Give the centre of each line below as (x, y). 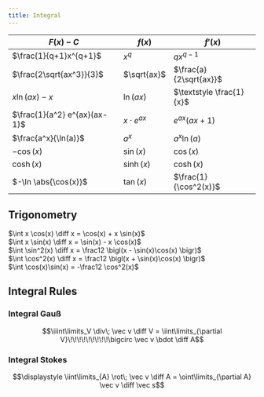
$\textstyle (193, 92)
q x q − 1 (186, 56)
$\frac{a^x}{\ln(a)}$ (48, 138)
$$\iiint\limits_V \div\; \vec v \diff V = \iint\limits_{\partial (132, 331)
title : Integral (35, 15)
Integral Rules (43, 291)
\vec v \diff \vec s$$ (132, 385)
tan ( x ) (135, 182)
